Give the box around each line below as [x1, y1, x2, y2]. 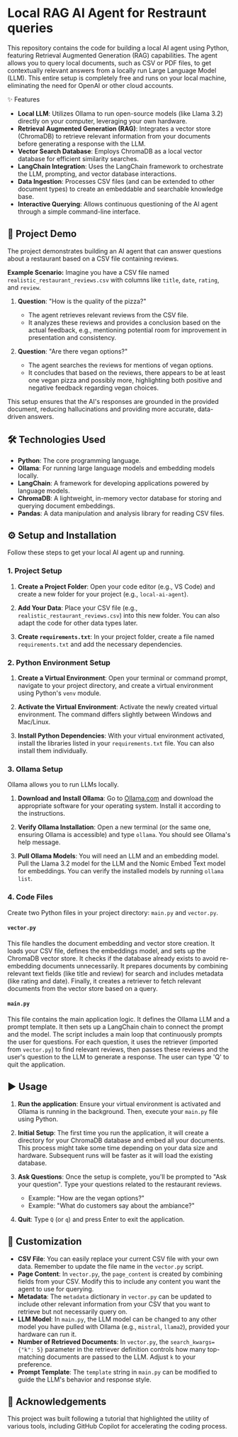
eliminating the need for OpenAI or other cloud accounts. [7, 81, 174, 89]
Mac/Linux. [17, 717, 51, 726]
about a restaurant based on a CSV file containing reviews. [7, 254, 179, 263]
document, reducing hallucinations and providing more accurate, [7, 405, 196, 413]
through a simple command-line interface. [17, 207, 141, 216]
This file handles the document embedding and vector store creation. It [7, 939, 215, 947]
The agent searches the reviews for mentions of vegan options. [28, 361, 214, 369]
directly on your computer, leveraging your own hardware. [17, 116, 188, 125]
